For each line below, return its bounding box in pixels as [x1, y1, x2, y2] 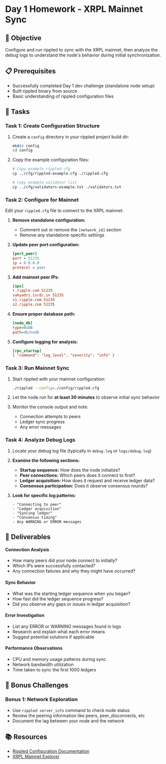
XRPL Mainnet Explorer [12, 754, 60, 760]
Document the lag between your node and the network [12, 717, 125, 724]
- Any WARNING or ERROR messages [12, 519, 82, 524]
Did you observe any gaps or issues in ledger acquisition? [12, 601, 130, 607]
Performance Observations [5, 645, 63, 651]
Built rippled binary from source [12, 88, 78, 94]
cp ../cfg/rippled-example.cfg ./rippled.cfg [12, 171, 108, 176]
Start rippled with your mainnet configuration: [12, 376, 106, 382]
